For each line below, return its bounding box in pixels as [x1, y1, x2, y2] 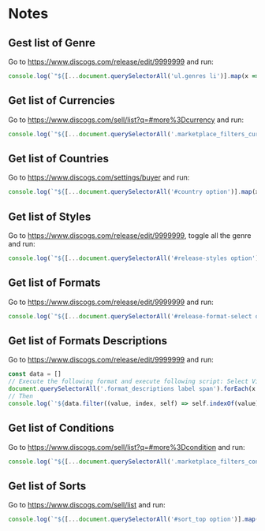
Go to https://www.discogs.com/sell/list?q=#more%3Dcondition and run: [8, 442, 245, 451]
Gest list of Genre [8, 36, 96, 50]
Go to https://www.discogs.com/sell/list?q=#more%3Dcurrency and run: [8, 115, 244, 124]
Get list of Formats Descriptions [8, 334, 168, 347]
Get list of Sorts [8, 479, 87, 492]
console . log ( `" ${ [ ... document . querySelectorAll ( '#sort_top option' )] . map [8, 515, 256, 524]
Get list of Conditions [8, 421, 114, 435]
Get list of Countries [8, 151, 109, 165]
